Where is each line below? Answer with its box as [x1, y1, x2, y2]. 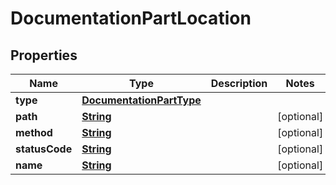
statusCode [15, 142, 73, 156]
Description [210, 77, 268, 90]
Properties [10, 47, 78, 64]
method [15, 126, 53, 139]
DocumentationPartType [81, 93, 202, 107]
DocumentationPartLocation [10, 7, 252, 30]
